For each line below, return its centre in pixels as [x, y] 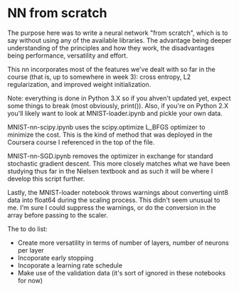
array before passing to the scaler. [58, 215]
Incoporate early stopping [55, 258]
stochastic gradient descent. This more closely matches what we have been [119, 163]
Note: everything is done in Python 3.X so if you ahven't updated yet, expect [119, 98]
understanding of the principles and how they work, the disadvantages [111, 48]
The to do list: [27, 228]
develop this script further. [46, 179]
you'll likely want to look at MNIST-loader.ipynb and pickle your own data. [115, 113]
